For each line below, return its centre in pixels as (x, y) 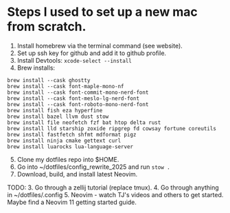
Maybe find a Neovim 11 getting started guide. (72, 202)
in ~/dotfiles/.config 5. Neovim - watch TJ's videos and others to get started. (115, 194)
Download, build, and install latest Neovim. (77, 174)
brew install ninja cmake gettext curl (64, 141)
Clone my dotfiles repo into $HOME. (68, 159)
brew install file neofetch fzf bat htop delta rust (84, 122)
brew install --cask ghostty (49, 80)
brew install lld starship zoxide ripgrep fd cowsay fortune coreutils (112, 128)
